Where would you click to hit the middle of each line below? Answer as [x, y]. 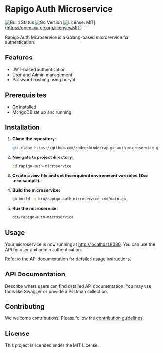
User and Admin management [42, 75]
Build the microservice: [36, 190]
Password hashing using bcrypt [44, 79]
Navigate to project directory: [43, 157]
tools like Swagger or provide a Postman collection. [56, 291]
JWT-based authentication [39, 69]
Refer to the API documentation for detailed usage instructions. [68, 259]
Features [19, 58]
